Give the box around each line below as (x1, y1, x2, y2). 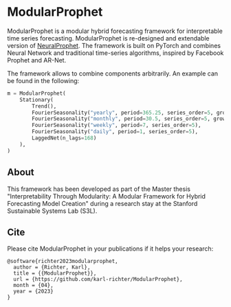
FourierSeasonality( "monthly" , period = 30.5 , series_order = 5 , (32, 115, 211, 122)
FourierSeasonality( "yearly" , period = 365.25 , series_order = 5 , (32, 109, 214, 116)
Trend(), (32, 102, 57, 110)
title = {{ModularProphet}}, (13, 270, 97, 277)
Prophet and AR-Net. (7, 56, 67, 64)
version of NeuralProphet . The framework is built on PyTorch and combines (7, 41, 221, 49)
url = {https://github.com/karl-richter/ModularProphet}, (13, 276, 184, 283)
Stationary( (19, 96, 54, 103)
